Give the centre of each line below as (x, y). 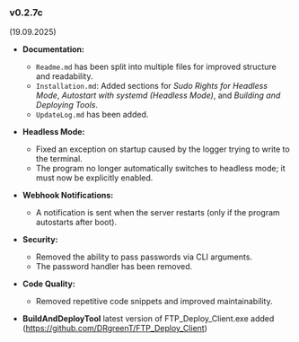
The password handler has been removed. (114, 267)
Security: (40, 240)
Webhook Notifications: (68, 196)
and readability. (64, 76)
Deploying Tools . (67, 105)
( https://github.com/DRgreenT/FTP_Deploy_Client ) (115, 329)
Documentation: (53, 49)
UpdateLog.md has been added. (92, 115)
